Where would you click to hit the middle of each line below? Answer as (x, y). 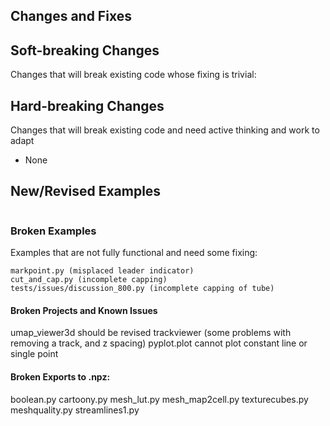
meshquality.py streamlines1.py (75, 410)
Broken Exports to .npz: (60, 376)
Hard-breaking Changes (87, 105)
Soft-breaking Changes (85, 50)
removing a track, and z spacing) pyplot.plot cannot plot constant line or (159, 343)
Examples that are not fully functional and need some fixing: (134, 253)
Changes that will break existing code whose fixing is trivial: (133, 75)
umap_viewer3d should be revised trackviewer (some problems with (151, 333)
